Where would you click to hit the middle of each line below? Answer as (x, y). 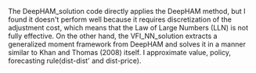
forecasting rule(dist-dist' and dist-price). (75, 61)
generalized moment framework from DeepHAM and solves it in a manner (127, 44)
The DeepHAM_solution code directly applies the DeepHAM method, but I (127, 11)
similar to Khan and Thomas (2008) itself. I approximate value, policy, (120, 52)
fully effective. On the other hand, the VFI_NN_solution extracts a (113, 36)
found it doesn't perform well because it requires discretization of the (120, 19)
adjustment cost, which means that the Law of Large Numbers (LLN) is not (128, 28)
